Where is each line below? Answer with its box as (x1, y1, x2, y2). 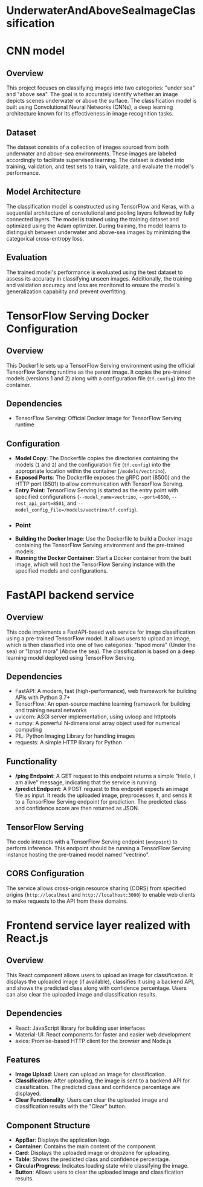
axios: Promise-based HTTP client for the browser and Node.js (14, 1037, 172, 1044)
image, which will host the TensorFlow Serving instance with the (14, 561, 175, 568)
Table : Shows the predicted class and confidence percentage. (14, 1156, 170, 1163)
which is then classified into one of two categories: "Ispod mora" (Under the (6, 641, 196, 648)
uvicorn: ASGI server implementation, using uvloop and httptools (14, 713, 176, 720)
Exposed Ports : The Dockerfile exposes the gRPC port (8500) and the (14, 474, 190, 481)
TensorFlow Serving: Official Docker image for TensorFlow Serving (14, 415, 182, 422)
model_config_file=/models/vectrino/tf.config (14, 507, 135, 513)
